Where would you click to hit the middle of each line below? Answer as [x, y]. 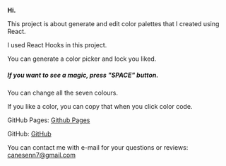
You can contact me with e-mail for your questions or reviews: [98, 147]
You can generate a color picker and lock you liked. [82, 59]
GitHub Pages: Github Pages [49, 120]
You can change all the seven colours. [63, 93]
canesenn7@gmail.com [42, 155]
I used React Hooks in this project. [57, 45]
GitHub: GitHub [29, 134]
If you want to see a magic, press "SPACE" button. [83, 75]
